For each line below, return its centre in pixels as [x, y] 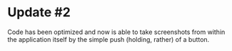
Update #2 [39, 12]
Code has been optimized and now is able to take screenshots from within [116, 32]
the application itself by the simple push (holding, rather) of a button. [109, 39]
